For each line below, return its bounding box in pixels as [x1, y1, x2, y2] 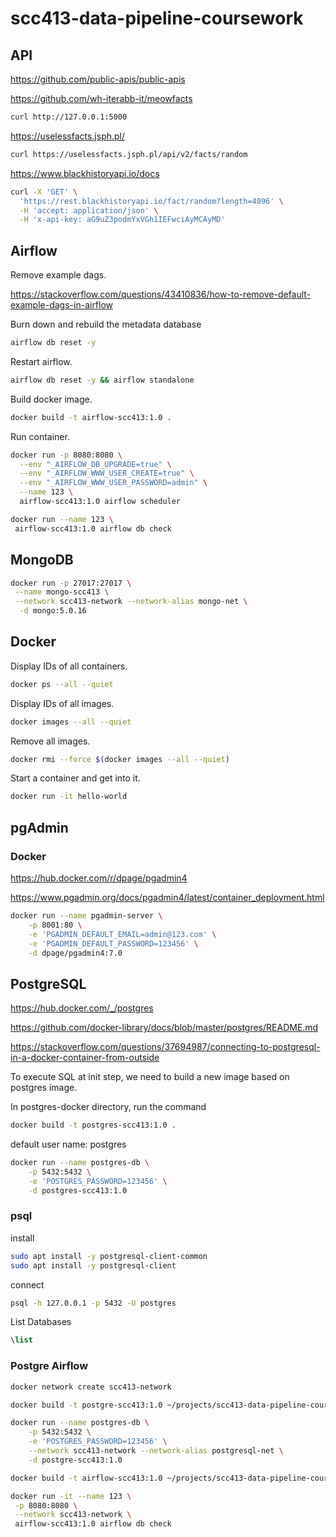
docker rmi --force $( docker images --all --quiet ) [10, 754, 230, 764]
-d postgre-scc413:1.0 [28, 1455, 123, 1465]
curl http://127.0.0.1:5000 [10, 112, 128, 122]
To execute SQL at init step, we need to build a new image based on [10, 1071, 290, 1083]
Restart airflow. [10, 355, 73, 367]
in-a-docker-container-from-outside [10, 1052, 160, 1064]
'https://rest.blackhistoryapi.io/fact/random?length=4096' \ [19, 196, 284, 206]
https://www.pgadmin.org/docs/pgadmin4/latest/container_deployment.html [10, 892, 325, 903]
